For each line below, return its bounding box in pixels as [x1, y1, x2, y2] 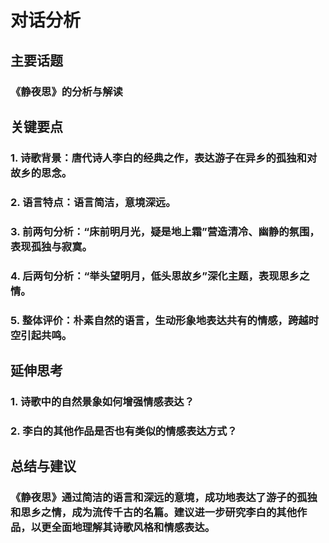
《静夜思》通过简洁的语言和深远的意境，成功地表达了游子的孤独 [10, 491, 318, 505]
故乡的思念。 [10, 166, 73, 180]
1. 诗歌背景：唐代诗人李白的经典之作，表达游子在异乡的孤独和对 [10, 151, 318, 165]
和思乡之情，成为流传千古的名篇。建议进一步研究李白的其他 [10, 506, 298, 520]
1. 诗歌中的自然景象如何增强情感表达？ [10, 394, 195, 408]
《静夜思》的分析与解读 [10, 84, 123, 98]
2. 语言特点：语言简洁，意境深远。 [10, 195, 177, 209]
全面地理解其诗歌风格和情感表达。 [51, 521, 216, 535]
